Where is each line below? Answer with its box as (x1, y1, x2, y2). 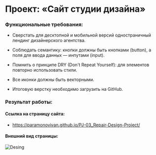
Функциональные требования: (5, 21, 84, 28)
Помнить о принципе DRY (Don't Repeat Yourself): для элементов (12, 62, 149, 68)
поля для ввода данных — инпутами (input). (12, 52, 105, 58)
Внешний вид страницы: (5, 133, 59, 139)
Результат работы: (5, 99, 53, 106)
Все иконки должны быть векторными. (12, 77, 94, 82)
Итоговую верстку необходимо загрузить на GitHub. (12, 86, 124, 92)
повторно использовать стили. (12, 67, 77, 73)
